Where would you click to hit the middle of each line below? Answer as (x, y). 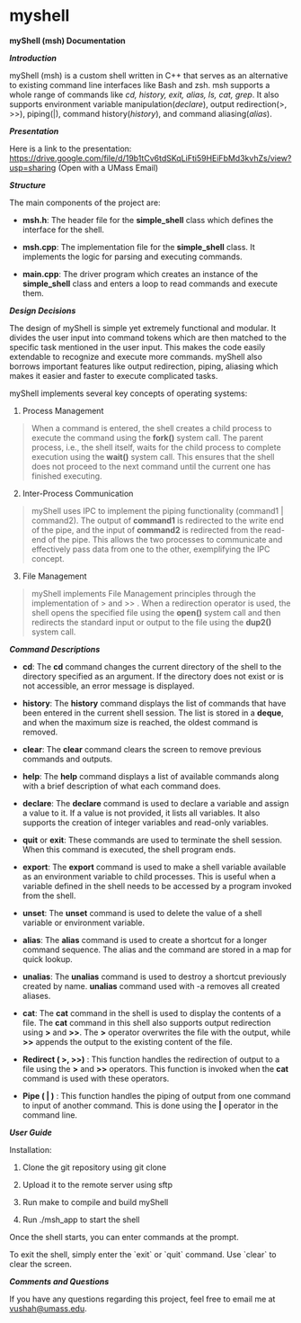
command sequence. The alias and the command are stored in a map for (157, 949)
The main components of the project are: (85, 202)
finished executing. (66, 476)
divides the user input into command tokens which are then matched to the (148, 337)
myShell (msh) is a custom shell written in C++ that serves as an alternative (149, 75)
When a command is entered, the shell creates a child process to (151, 427)
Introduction (33, 58)
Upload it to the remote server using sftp (97, 1184)
